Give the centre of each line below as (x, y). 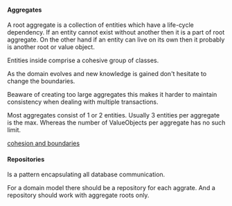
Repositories (26, 159)
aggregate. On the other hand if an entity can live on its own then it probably (116, 40)
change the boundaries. (41, 81)
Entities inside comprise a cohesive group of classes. (83, 60)
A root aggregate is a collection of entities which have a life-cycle (100, 25)
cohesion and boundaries (44, 143)
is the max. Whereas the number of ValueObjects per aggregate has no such (116, 123)
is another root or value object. (51, 47)
